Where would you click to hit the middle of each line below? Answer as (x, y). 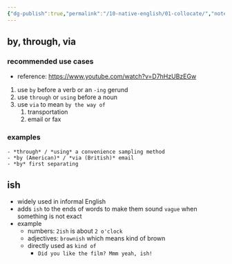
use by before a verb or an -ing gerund (72, 90)
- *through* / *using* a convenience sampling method (86, 152)
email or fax (44, 119)
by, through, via (41, 42)
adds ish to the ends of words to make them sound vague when (107, 209)
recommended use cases (51, 61)
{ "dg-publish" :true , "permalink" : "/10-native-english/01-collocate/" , (109, 14)
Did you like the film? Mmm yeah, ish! (95, 254)
